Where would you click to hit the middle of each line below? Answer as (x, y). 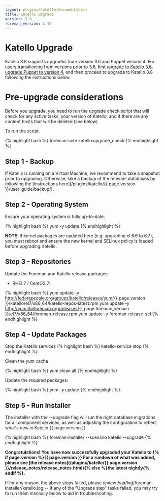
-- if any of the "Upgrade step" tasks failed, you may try (101, 488)
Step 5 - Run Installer (38, 405)
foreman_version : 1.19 (28, 23)
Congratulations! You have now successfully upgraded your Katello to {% (82, 452)
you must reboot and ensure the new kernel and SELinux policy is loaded (79, 241)
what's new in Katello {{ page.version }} (46, 428)
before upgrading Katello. (31, 246)
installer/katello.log (24, 488)
